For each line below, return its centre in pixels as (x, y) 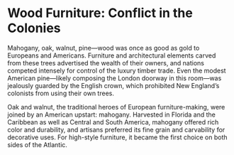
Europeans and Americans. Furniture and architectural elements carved (112, 55)
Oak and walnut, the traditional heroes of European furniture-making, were (116, 107)
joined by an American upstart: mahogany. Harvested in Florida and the (112, 114)
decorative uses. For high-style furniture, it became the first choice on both (118, 137)
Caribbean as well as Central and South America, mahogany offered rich (113, 122)
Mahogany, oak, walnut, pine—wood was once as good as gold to (104, 48)
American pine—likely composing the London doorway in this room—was (115, 78)
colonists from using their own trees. (61, 93)
